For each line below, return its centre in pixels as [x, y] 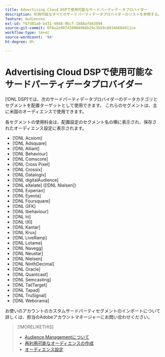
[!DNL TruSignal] [29, 295]
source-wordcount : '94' [30, 38]
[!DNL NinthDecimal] [33, 264]
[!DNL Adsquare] [29, 143]
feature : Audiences [25, 19]
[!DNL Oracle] [26, 269]
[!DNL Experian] [29, 190]
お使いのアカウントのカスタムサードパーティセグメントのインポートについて [83, 311]
